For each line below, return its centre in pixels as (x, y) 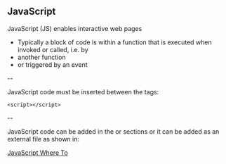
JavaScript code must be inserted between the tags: (83, 92)
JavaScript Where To (38, 152)
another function (41, 57)
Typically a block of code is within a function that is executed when (114, 42)
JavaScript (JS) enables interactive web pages (75, 28)
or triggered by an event (52, 64)
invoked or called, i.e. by (53, 49)
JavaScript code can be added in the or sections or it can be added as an (113, 131)
